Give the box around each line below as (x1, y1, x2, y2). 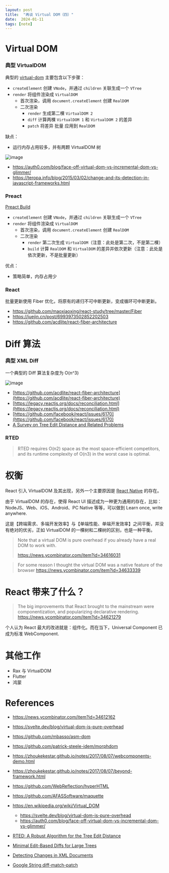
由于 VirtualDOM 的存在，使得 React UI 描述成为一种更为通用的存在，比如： (5, 498, 162, 504)
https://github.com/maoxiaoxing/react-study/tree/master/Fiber (12, 308, 142, 314)
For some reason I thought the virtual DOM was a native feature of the (17, 562, 162, 568)
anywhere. (5, 510, 27, 516)
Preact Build (5, 204, 31, 210)
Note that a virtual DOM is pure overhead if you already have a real (17, 537, 156, 543)
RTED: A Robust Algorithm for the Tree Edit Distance (12, 833, 121, 839)
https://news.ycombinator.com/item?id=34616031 (17, 552, 121, 558)
